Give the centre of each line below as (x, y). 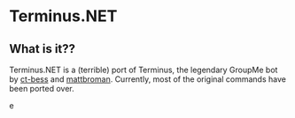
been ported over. (42, 88)
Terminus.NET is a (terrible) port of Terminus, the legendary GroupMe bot (144, 70)
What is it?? (43, 49)
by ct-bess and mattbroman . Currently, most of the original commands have (147, 79)
